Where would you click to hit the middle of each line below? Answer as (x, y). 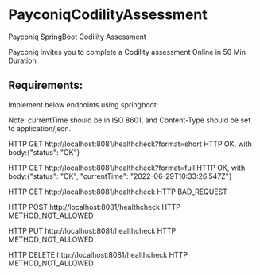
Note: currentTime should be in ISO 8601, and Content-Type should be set (130, 120)
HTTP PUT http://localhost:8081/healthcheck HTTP (92, 230)
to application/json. (40, 128)
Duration (23, 60)
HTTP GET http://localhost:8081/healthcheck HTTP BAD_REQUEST (118, 192)
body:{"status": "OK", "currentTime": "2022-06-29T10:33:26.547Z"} (120, 176)
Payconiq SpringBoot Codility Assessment (78, 37)
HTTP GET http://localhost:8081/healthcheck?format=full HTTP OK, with (127, 168)
